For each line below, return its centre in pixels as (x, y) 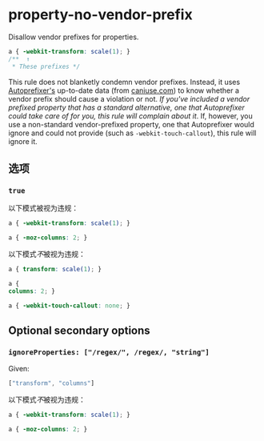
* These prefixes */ (46, 66)
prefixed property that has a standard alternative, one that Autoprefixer (127, 107)
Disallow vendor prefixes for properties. (74, 37)
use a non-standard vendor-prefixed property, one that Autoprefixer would (131, 124)
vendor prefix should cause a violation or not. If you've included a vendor (129, 98)
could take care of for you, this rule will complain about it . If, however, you (131, 116)
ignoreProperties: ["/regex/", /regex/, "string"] (109, 352)
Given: (19, 369)
